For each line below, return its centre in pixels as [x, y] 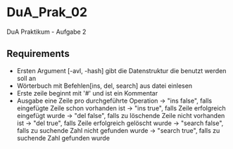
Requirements [38, 54]
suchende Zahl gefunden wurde [63, 138]
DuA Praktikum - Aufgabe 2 [46, 32]
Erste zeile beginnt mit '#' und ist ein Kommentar [87, 93]
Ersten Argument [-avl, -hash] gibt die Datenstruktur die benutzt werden [121, 70]
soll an [26, 78]
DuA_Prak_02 [47, 12]
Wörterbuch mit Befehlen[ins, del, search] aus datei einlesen [105, 86]
